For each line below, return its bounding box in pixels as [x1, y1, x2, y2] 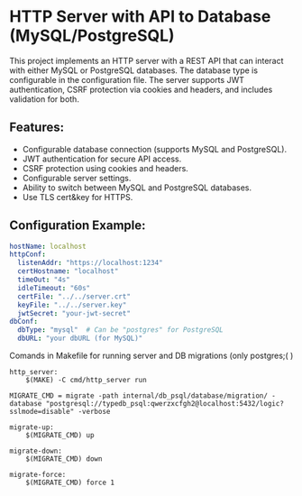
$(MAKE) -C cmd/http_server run [25, 376, 147, 385]
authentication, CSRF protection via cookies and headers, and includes [9, 84, 273, 95]
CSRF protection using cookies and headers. [22, 162, 189, 173]
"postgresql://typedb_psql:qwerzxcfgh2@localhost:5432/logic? [45, 400, 284, 409]
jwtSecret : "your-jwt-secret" [17, 308, 131, 317]
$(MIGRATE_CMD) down [25, 455, 103, 464]
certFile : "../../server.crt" [17, 291, 131, 301]
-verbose [78, 408, 111, 417]
